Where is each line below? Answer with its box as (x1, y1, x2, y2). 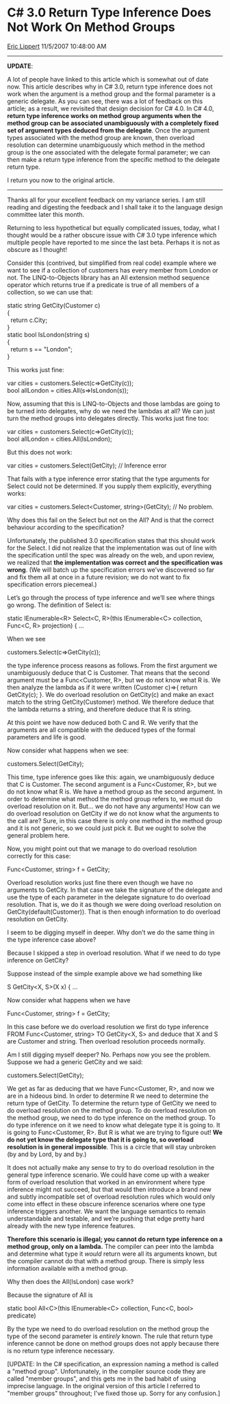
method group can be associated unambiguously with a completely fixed (7, 119, 219, 127)
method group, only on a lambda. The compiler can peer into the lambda (7, 1242, 214, 1250)
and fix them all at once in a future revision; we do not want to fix (7, 573, 190, 581)
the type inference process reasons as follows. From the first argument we (7, 661, 218, 669)
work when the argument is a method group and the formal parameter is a (7, 89, 216, 97)
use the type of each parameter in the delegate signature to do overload (7, 893, 211, 901)
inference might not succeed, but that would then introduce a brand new (7, 1185, 212, 1193)
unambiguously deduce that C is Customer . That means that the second (7, 668, 210, 677)
